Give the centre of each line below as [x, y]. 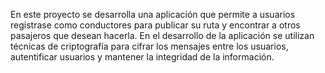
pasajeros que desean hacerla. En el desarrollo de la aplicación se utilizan [162, 35]
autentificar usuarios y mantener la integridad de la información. [142, 57]
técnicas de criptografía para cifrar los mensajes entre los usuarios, [149, 46]
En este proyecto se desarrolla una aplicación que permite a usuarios [153, 14]
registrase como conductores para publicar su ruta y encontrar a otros [155, 25]
